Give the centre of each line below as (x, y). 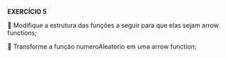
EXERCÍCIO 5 (27, 12)
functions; (22, 33)
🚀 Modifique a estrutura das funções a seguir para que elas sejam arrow (113, 25)
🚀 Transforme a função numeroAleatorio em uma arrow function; (102, 46)
